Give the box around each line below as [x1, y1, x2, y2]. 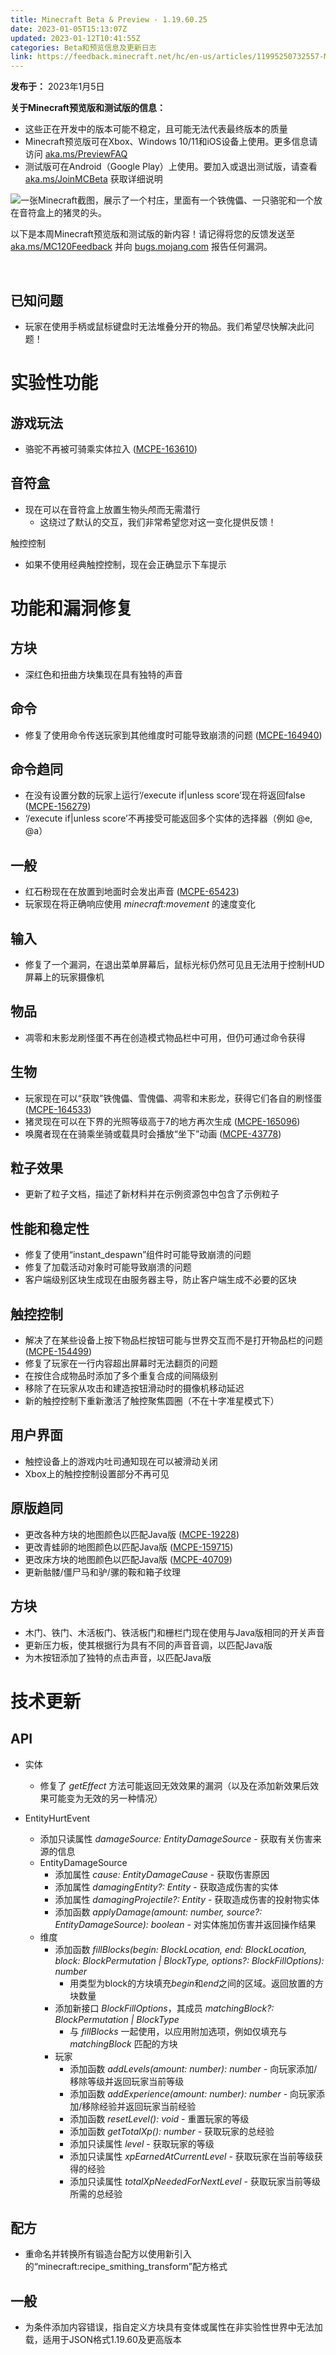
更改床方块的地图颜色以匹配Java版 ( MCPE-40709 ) [24, 1553, 233, 1565]
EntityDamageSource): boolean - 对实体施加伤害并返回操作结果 [54, 1918, 317, 1930]
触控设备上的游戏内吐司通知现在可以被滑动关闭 [24, 1455, 218, 1467]
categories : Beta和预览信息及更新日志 [10, 42, 157, 53]
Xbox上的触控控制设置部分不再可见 [24, 1467, 170, 1480]
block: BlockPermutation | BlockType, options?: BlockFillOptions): [54, 1954, 325, 1966]
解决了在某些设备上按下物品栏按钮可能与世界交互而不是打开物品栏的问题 [24, 1334, 323, 1346]
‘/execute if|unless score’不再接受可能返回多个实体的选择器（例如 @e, [24, 812, 313, 825]
